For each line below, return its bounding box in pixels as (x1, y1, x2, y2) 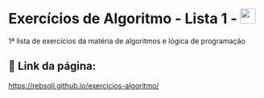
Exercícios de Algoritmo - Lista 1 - (8, 10, 237, 28)
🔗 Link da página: (8, 59, 97, 73)
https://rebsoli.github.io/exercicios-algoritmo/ (8, 80, 159, 90)
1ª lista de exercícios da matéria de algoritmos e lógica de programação (8, 36, 245, 46)
